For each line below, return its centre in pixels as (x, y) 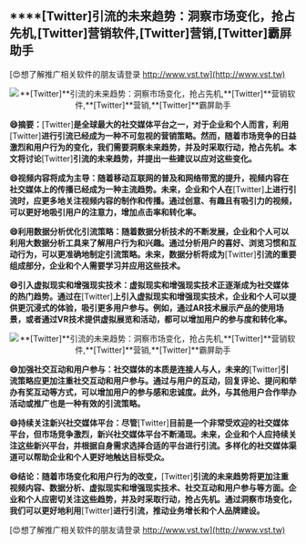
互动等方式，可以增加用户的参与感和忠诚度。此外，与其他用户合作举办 (165, 392)
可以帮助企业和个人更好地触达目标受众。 (93, 457)
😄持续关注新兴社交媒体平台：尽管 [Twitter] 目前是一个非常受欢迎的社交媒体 (149, 423)
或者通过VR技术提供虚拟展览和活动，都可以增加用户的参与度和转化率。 (158, 319)
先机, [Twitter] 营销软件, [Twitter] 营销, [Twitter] (139, 33)
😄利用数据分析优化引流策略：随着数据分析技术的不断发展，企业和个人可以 (149, 231)
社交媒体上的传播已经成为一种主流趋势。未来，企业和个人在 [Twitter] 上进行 (149, 189)
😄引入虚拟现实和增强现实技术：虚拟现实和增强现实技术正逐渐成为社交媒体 (149, 284)
